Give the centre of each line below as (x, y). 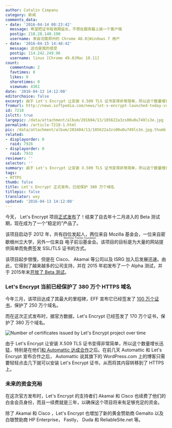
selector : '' (19, 163)
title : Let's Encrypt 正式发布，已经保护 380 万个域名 (60, 187)
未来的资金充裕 (24, 384)
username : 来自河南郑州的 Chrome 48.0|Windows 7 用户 (65, 39)
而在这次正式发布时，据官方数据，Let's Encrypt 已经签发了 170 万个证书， (83, 316)
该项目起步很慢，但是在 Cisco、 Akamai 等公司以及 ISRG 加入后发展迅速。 (84, 259)
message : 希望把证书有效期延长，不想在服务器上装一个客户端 (66, 29)
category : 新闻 (21, 15)
